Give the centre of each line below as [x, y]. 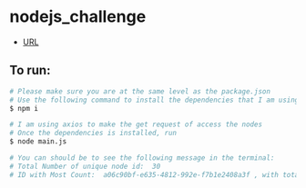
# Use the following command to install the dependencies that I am [142, 100]
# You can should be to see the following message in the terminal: [142, 158]
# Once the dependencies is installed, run [93, 134]
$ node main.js [38, 142]
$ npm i [24, 108]
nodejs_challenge [78, 17]
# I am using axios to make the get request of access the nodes [136, 124]
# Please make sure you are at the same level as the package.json [140, 91]
